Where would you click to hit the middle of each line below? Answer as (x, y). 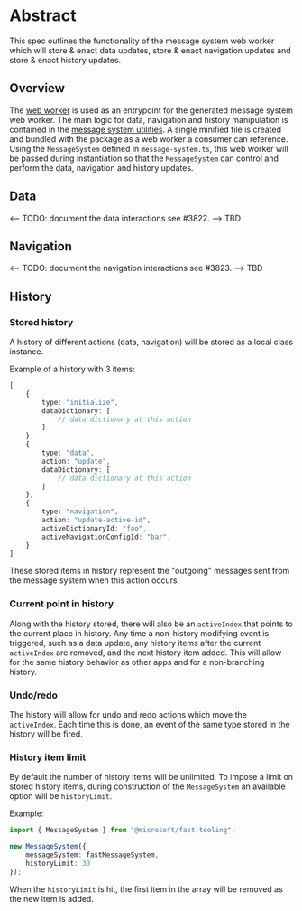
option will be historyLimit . (61, 796)
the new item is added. (52, 898)
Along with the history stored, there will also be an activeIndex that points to (151, 624)
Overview (37, 88)
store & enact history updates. (65, 60)
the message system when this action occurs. (95, 580)
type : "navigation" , (80, 512)
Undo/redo (34, 695)
